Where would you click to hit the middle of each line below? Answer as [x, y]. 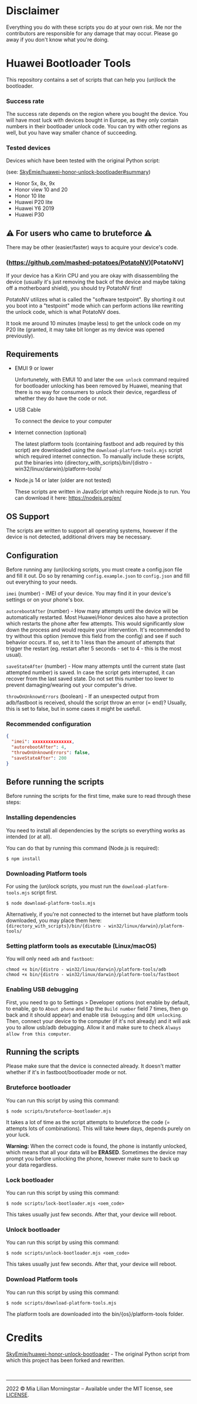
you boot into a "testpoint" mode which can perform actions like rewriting [95, 305]
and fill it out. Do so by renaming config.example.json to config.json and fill [98, 576]
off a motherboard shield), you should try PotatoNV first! [74, 288]
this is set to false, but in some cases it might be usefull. [74, 709]
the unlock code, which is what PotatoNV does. [63, 312]
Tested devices [28, 148]
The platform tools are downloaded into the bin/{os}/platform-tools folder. [95, 1314]
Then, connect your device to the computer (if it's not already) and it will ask [98, 1021]
